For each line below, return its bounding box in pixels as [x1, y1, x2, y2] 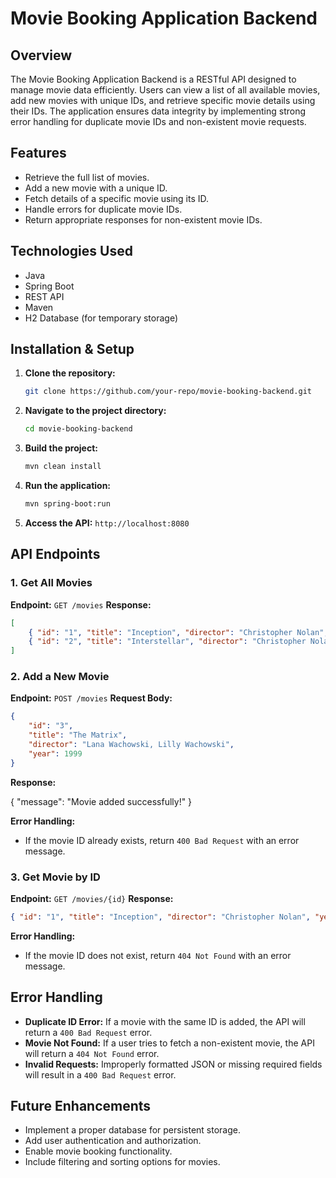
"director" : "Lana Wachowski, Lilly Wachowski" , [28, 740, 235, 750]
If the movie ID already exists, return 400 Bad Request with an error [24, 834, 300, 846]
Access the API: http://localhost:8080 [24, 517, 190, 529]
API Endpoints [10, 546, 101, 563]
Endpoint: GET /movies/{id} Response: [10, 892, 174, 904]
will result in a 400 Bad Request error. [24, 1068, 177, 1081]
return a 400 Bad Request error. [24, 1026, 153, 1038]
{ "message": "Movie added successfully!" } [10, 795, 193, 807]
